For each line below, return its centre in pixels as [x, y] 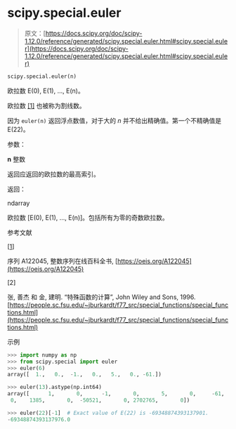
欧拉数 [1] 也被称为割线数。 [46, 105]
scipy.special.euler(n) [42, 76]
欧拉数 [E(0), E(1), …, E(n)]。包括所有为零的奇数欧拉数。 [88, 217]
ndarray [19, 203]
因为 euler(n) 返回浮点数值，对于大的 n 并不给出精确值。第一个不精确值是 [114, 120]
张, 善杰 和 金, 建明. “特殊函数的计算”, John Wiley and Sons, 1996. [101, 297]
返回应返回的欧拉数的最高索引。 [53, 174]
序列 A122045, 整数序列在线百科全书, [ [63, 260]
